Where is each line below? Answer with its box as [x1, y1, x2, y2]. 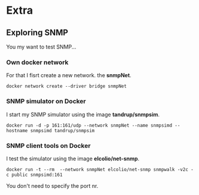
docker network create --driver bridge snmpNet [6, 83, 127, 90]
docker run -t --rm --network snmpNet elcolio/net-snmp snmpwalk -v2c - [6, 166, 194, 172]
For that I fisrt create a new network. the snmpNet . [6, 72, 131, 79]
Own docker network [6, 58, 69, 66]
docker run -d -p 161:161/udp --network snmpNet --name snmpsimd [6, 122, 172, 129]
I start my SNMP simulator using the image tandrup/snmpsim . [6, 111, 160, 118]
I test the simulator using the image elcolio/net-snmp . [6, 155, 140, 162]
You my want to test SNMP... [6, 43, 76, 50]
